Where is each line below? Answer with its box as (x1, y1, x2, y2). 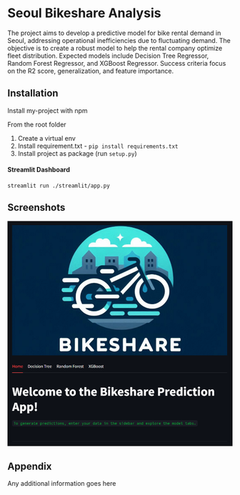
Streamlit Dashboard (7, 166, 70, 174)
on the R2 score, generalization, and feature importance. (7, 66, 174, 75)
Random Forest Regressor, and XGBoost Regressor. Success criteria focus (7, 59, 226, 67)
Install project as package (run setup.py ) (17, 149, 137, 158)
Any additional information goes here (7, 479, 116, 488)
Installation (7, 87, 59, 99)
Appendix (7, 460, 52, 472)
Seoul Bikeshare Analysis (7, 5, 161, 21)
